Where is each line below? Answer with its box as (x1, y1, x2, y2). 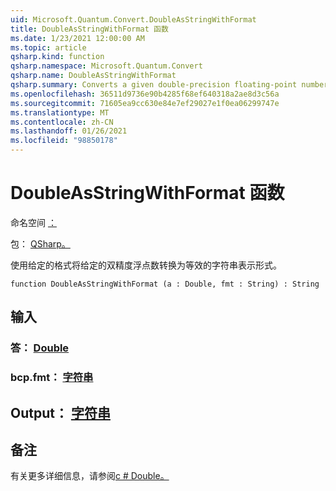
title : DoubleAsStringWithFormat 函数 (10, 24, 169, 34)
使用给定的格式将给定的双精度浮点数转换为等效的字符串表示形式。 (10, 259, 282, 271)
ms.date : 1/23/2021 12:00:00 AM (10, 33, 145, 43)
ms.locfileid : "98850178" (10, 136, 118, 146)
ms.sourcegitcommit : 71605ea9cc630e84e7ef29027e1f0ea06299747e (10, 98, 280, 108)
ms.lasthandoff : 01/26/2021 (10, 126, 128, 136)
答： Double (10, 341, 70, 355)
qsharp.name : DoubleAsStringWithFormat (10, 71, 177, 81)
